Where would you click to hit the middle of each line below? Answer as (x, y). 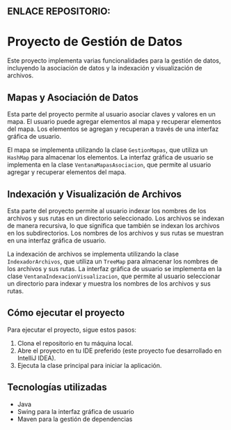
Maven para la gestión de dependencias (75, 419)
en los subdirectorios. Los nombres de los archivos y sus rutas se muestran (115, 233)
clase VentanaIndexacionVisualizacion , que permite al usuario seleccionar (114, 276)
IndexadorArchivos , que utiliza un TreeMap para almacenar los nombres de (113, 261)
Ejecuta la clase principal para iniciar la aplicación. (89, 365)
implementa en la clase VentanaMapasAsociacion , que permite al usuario (109, 165)
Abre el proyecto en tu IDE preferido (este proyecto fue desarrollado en (119, 351)
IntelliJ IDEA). (37, 358)
